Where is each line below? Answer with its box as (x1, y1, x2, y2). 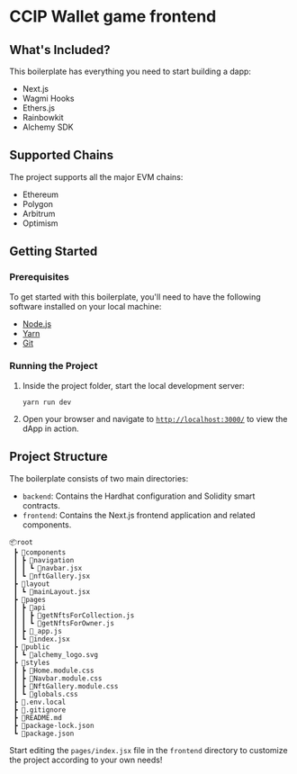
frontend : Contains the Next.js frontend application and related (22, 509, 256, 520)
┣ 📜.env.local (13, 697, 67, 706)
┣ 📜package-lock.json (13, 721, 94, 730)
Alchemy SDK (22, 121, 74, 132)
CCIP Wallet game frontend (9, 6, 217, 27)
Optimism (22, 218, 58, 229)
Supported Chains (9, 148, 114, 163)
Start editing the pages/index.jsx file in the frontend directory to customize (9, 744, 288, 755)
